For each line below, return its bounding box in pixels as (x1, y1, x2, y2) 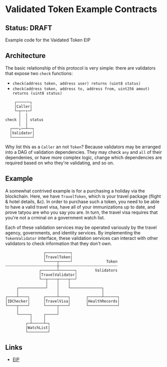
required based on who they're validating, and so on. (5, 160, 114, 166)
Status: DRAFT (5, 24, 53, 32)
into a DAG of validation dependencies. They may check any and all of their (5, 149, 162, 155)
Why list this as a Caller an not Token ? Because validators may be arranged (5, 144, 161, 150)
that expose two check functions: (5, 70, 73, 76)
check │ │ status (5, 117, 44, 122)
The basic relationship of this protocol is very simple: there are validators (5, 65, 156, 71)
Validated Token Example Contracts (5, 4, 157, 15)
